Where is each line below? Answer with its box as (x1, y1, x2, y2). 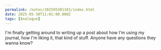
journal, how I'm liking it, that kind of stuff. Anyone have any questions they (5, 35, 156, 41)
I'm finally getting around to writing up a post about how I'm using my (5, 30, 145, 36)
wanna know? (5, 40, 33, 46)
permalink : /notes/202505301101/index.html (5, 7, 95, 12)
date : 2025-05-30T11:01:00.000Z (5, 12, 71, 17)
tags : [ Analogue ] (5, 16, 40, 21)
